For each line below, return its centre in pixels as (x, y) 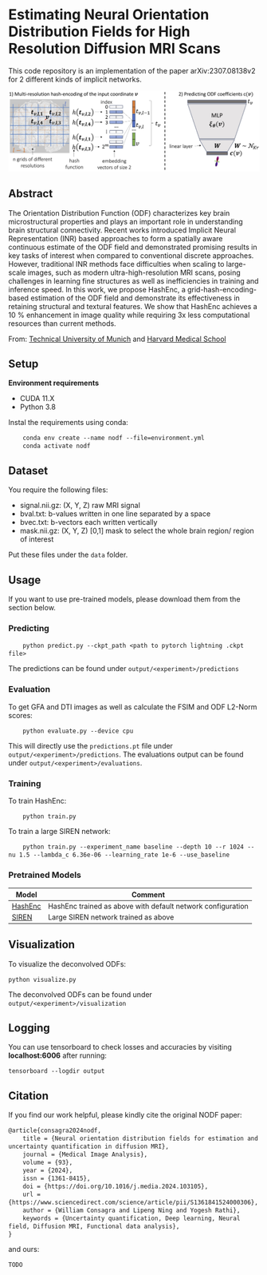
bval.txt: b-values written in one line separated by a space (115, 514)
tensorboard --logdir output (57, 1071)
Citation (29, 1096)
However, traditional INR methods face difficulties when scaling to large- (127, 264)
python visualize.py (43, 979)
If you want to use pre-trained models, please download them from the (124, 599)
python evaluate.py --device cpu (78, 731)
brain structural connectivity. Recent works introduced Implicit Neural (122, 230)
